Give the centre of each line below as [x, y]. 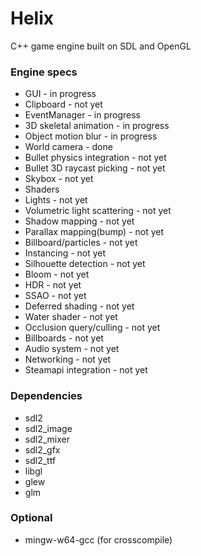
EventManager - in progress [82, 115]
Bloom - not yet [57, 274]
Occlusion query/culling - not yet [92, 328]
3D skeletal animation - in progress [97, 126]
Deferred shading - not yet [79, 306]
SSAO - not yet [55, 296]
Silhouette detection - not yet [85, 264]
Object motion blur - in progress [91, 136]
